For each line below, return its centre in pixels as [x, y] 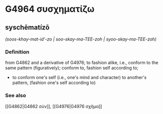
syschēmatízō [27, 27]
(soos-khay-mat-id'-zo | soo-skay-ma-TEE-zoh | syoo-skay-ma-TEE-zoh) [81, 39]
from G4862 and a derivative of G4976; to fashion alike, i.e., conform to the [82, 63]
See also [16, 96]
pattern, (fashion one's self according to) [54, 83]
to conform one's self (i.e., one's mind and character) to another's [79, 77]
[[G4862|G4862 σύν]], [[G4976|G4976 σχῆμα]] [54, 106]
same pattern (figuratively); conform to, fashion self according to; [72, 68]
